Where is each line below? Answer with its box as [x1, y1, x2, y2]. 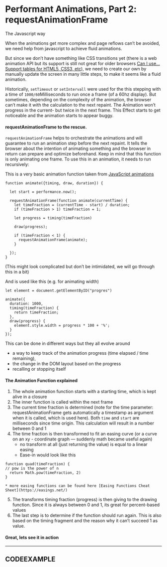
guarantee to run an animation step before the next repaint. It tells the [5, 141, 148, 146]
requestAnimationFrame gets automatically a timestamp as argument [12, 410, 154, 416]
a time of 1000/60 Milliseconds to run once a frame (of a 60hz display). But [5, 91, 157, 97]
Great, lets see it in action [5, 534, 59, 540]
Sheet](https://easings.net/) [5, 488, 68, 493]
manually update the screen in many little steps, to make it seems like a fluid [5, 71, 161, 77]
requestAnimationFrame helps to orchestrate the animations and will [5, 135, 143, 141]
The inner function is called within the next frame [12, 399, 113, 405]
